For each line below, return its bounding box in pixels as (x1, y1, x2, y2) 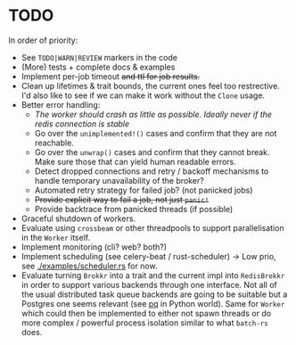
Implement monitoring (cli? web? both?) (21, 242, 167, 252)
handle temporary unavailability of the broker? (34, 175, 204, 185)
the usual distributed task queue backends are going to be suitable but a (21, 289, 288, 300)
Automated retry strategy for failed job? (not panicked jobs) (34, 185, 253, 195)
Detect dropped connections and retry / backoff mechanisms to (34, 166, 269, 177)
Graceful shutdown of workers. (21, 213, 136, 224)
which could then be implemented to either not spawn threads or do (21, 308, 272, 318)
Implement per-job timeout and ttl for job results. (21, 70, 201, 81)
